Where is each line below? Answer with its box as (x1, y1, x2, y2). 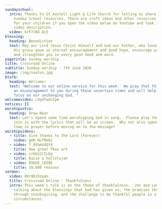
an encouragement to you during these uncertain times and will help (13, 88, 157, 93)
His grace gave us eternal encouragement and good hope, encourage (13, 48, 152, 52)
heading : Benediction (9, 39, 53, 44)
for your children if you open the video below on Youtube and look (13, 20, 154, 26)
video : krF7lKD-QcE (9, 30, 49, 34)
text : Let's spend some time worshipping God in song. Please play (9, 115, 150, 120)
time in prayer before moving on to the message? (13, 124, 116, 129)
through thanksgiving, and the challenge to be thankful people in (13, 192, 152, 197)
